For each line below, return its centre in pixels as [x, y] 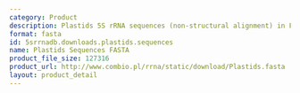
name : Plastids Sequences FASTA [69, 50]
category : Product [43, 17]
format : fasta [36, 34]
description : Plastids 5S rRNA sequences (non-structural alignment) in [147, 26]
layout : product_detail [54, 75]
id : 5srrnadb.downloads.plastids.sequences [92, 42]
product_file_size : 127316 [59, 58]
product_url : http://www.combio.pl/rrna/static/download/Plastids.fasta [147, 67]
